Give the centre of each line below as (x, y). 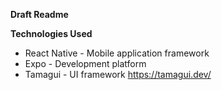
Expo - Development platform (85, 63)
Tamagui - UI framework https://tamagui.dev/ (118, 74)
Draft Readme (39, 14)
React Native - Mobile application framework (117, 53)
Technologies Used (51, 33)
